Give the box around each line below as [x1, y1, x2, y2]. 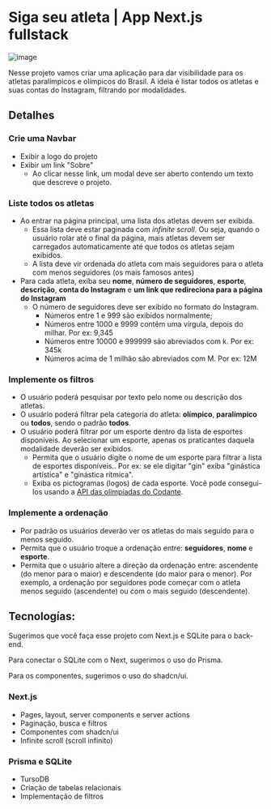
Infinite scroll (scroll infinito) [19, 735, 113, 745]
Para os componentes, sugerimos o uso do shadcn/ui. [8, 671, 188, 681]
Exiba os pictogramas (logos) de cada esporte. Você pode [32, 478, 227, 488]
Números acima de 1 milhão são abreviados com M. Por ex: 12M [44, 353, 257, 363]
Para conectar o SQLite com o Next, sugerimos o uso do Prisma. [8, 655, 223, 665]
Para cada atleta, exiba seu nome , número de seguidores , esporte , [19, 276, 247, 285]
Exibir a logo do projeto [19, 151, 99, 161]
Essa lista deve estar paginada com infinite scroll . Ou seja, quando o [32, 224, 260, 234]
